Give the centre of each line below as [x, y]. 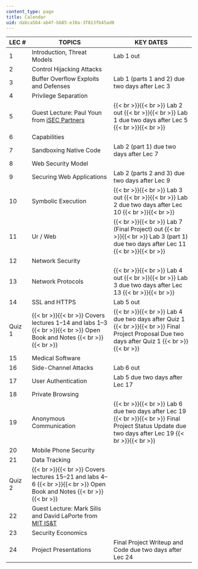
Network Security [56, 261]
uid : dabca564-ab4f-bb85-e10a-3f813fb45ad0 [60, 22]
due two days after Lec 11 [150, 244]
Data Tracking [51, 460]
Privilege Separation [60, 96]
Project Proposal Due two [149, 334]
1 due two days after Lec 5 [151, 120]
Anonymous [48, 419]
